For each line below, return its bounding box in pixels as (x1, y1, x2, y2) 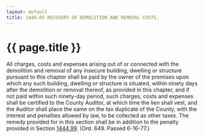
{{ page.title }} (6, 41, 82, 54)
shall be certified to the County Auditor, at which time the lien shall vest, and (6, 99, 198, 107)
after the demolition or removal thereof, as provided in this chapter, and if (6, 86, 190, 94)
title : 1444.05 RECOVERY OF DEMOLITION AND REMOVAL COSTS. (6, 15, 160, 21)
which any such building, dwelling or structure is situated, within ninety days (6, 80, 198, 87)
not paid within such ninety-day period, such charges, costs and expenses (6, 93, 194, 100)
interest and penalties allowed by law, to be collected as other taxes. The (6, 112, 189, 119)
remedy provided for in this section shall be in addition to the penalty (6, 119, 179, 126)
